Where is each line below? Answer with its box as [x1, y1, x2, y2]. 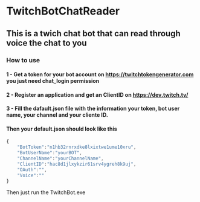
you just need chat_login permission [6, 77, 100, 85]
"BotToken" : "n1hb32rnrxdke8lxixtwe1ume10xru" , [17, 144, 137, 151]
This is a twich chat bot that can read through [6, 28, 181, 39]
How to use [6, 56, 40, 64]
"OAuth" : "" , [17, 166, 47, 173]
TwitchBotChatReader [6, 4, 120, 18]
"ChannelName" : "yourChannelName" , [17, 155, 104, 161]
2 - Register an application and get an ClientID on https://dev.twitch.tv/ [6, 91, 189, 98]
